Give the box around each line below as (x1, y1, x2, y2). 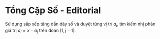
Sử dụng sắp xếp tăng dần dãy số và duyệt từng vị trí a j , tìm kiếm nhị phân (5, 21, 156, 28)
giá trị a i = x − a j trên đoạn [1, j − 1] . (5, 27, 76, 34)
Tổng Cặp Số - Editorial (5, 5, 101, 16)
